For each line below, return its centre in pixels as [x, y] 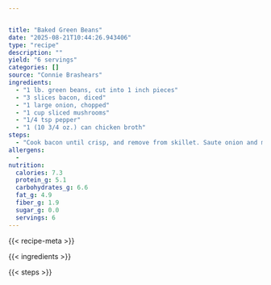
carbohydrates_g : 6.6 [52, 188]
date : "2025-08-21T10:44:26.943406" [70, 37]
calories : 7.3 [39, 173]
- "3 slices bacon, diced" [61, 98]
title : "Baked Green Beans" [56, 30]
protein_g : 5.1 [41, 180]
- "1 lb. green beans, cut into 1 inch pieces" [97, 90]
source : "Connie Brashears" [56, 75]
